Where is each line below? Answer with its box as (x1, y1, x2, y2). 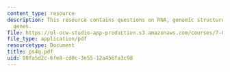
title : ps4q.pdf (7, 49, 53, 56)
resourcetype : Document (7, 42, 75, 49)
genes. (13, 23, 32, 29)
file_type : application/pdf (7, 36, 88, 43)
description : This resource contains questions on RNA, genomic (7, 16, 194, 23)
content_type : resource (7, 10, 75, 17)
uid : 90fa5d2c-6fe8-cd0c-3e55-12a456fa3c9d (7, 55, 133, 62)
